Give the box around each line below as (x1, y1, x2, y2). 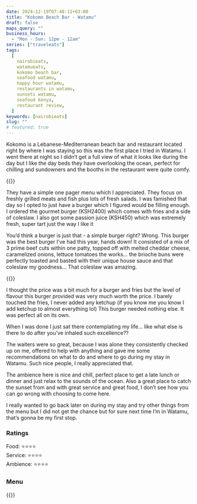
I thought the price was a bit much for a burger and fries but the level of (6, 286, 181, 294)
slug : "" (6, 119, 28, 125)
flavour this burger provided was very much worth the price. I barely (6, 293, 173, 299)
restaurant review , (17, 102, 65, 109)
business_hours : (6, 31, 46, 37)
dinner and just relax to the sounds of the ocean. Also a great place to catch (6, 378, 191, 384)
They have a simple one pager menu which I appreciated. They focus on (6, 189, 182, 196)
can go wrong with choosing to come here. (6, 390, 111, 397)
